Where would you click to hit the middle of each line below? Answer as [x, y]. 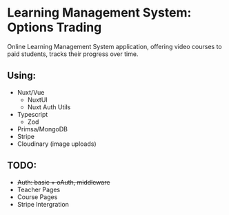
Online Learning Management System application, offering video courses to [114, 46]
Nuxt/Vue [31, 92]
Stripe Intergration [43, 204]
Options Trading [54, 27]
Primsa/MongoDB [42, 129]
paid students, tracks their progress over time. [73, 54]
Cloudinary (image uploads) [57, 144]
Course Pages [37, 197]
